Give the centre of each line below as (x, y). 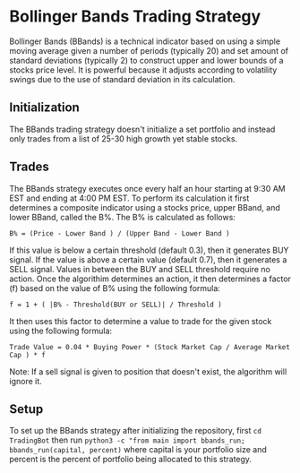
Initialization (45, 108)
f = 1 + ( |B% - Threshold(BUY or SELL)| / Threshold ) (116, 305)
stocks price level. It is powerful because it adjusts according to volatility (143, 70)
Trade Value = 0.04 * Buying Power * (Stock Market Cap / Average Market (150, 347)
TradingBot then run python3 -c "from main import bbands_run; (127, 440)
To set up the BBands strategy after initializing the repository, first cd (136, 431)
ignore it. (26, 381)
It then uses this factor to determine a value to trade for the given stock (141, 321)
